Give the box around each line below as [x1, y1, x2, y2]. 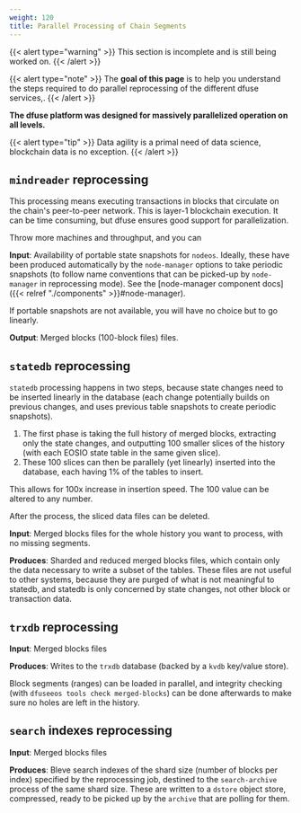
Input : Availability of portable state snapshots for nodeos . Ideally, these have [9, 250, 290, 261]
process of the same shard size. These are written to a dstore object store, [9, 783, 287, 794]
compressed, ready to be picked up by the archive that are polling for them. [9, 792, 290, 804]
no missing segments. [9, 538, 91, 549]
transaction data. [9, 594, 72, 605]
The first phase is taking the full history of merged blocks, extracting [22, 429, 277, 439]
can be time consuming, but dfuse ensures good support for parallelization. [9, 215, 289, 225]
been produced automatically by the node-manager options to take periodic [9, 260, 283, 270]
